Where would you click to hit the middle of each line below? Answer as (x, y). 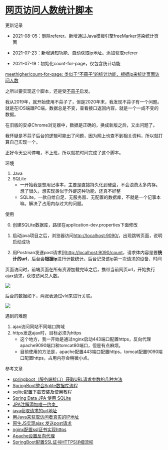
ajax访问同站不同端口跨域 (38, 326)
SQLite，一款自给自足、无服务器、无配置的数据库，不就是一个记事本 (90, 197)
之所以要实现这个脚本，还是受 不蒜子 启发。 (49, 91)
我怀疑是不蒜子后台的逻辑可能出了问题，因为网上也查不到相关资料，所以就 (82, 136)
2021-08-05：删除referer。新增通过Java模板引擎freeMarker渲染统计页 (85, 36)
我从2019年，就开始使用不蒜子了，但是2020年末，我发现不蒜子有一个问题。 (83, 101)
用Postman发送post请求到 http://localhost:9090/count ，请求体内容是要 (85, 252)
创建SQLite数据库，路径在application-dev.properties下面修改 (75, 224)
